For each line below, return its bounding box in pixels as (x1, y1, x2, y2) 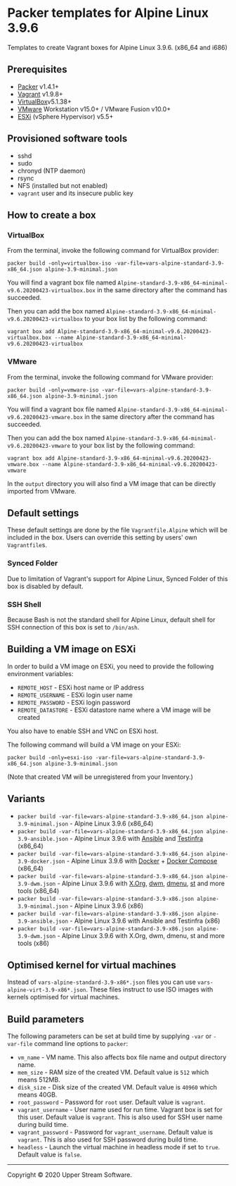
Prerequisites (7, 63, 67, 75)
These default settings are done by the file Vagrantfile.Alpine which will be (7, 526, 228, 535)
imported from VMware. (7, 487, 77, 495)
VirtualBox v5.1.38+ (17, 97, 72, 106)
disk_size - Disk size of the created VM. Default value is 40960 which (17, 1083, 218, 1092)
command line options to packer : (34, 1040, 129, 1048)
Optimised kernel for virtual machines (7, 959, 177, 971)
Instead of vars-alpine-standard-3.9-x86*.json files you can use (7, 978, 197, 987)
